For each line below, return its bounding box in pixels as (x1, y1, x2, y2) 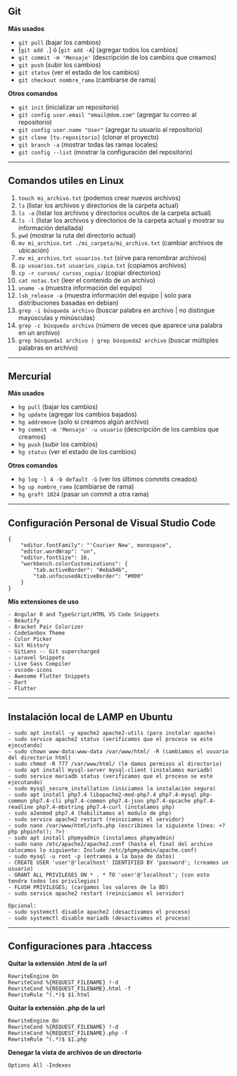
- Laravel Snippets (8, 654, 65, 661)
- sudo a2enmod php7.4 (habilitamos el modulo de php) (8, 810, 172, 817)
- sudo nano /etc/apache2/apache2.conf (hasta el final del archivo (8, 840, 213, 848)
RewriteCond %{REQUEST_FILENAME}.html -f (8, 985, 132, 992)
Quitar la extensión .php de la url (8, 1003, 105, 1012)
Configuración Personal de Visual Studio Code (8, 517, 216, 529)
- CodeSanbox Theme (8, 630, 65, 637)
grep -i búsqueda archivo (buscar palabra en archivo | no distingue (18, 306, 215, 314)
